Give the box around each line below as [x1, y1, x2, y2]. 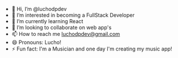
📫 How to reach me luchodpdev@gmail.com [11, 31, 120, 37]
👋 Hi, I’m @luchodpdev [11, 6, 67, 12]
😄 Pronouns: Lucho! [11, 39, 61, 46]
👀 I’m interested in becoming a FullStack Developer [11, 12, 135, 19]
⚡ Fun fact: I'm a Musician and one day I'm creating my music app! [11, 45, 173, 52]
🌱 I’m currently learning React [11, 18, 84, 24]
